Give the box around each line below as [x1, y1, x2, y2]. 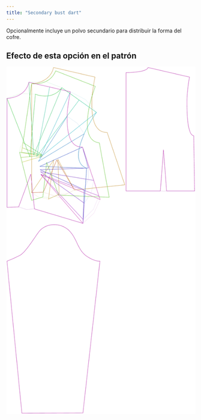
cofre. [6, 33, 21, 40]
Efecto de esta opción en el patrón [6, 51, 137, 61]
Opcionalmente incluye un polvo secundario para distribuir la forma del [6, 27, 182, 34]
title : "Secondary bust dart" [6, 10, 82, 16]
